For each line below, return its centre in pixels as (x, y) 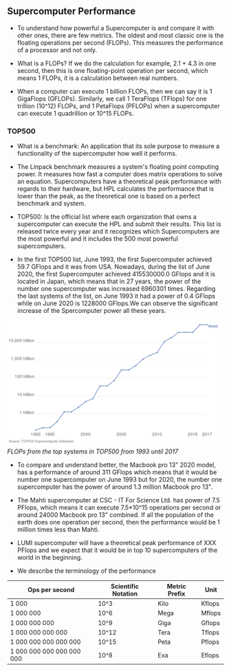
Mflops (211, 613)
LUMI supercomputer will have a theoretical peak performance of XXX (117, 543)
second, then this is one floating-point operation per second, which (112, 70)
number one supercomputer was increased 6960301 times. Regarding (116, 289)
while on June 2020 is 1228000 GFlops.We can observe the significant (117, 303)
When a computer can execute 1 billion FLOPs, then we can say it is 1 (114, 91)
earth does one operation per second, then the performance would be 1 (118, 522)
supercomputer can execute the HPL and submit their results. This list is (119, 224)
